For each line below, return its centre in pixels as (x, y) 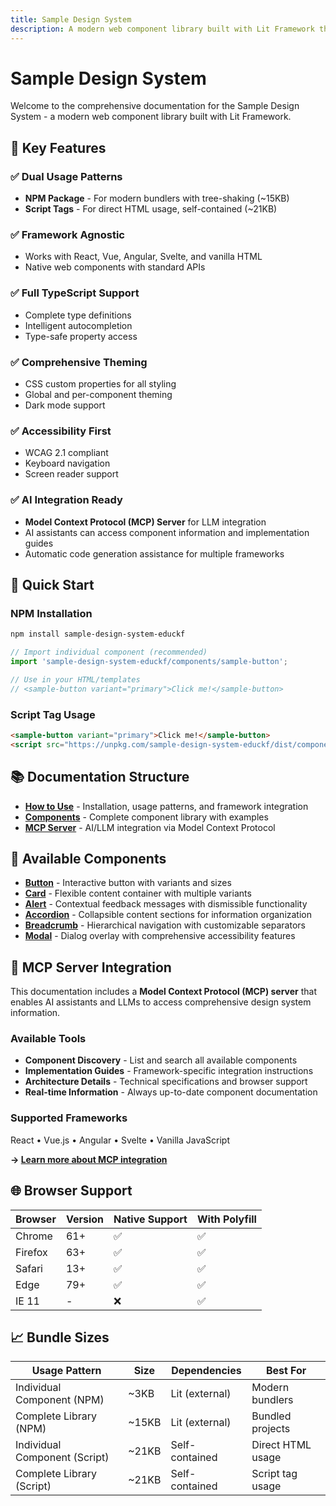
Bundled (271, 1416)
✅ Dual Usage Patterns (66, 176)
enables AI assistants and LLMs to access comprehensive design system (161, 1002)
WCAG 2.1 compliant (66, 453)
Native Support (150, 1219)
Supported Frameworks (69, 1118)
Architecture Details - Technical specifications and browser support (166, 1082)
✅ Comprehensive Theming (79, 362)
